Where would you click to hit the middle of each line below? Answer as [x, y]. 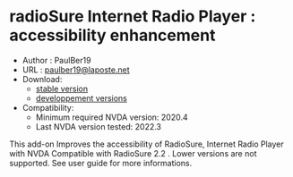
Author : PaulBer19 [56, 60]
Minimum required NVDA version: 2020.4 [112, 117]
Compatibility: [48, 107]
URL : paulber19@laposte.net [76, 70]
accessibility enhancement [112, 35]
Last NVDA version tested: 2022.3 [99, 126]
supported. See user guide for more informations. [101, 163]
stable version [62, 88]
